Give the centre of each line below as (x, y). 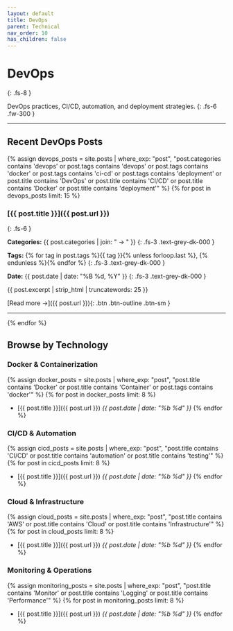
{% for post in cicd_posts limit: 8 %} (59, 463)
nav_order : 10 (28, 33)
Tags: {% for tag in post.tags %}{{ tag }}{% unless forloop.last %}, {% (107, 256)
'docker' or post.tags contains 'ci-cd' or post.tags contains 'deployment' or (114, 173)
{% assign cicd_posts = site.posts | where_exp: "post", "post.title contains (113, 449)
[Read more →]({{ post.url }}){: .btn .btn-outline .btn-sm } (89, 303)
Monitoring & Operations (50, 571)
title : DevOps (28, 20)
